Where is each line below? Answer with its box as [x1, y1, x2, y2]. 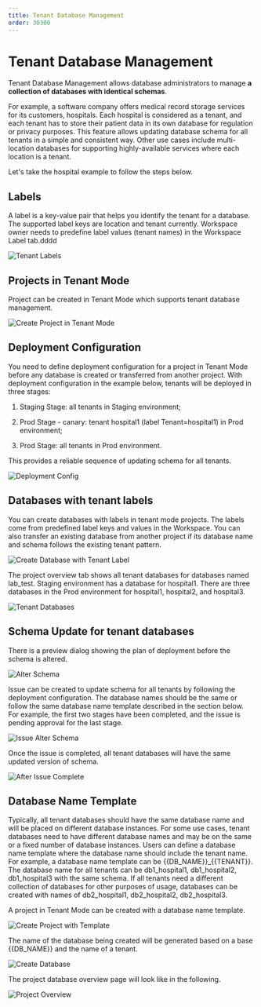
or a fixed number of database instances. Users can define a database [8, 841, 236, 850]
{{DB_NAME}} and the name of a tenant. [8, 944, 139, 954]
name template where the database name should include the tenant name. [8, 848, 248, 858]
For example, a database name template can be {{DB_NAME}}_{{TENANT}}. [8, 857, 253, 867]
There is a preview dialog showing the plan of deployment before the [8, 645, 231, 655]
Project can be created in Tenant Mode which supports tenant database [8, 295, 241, 305]
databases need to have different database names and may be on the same [8, 832, 252, 841]
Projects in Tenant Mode [8, 274, 130, 287]
